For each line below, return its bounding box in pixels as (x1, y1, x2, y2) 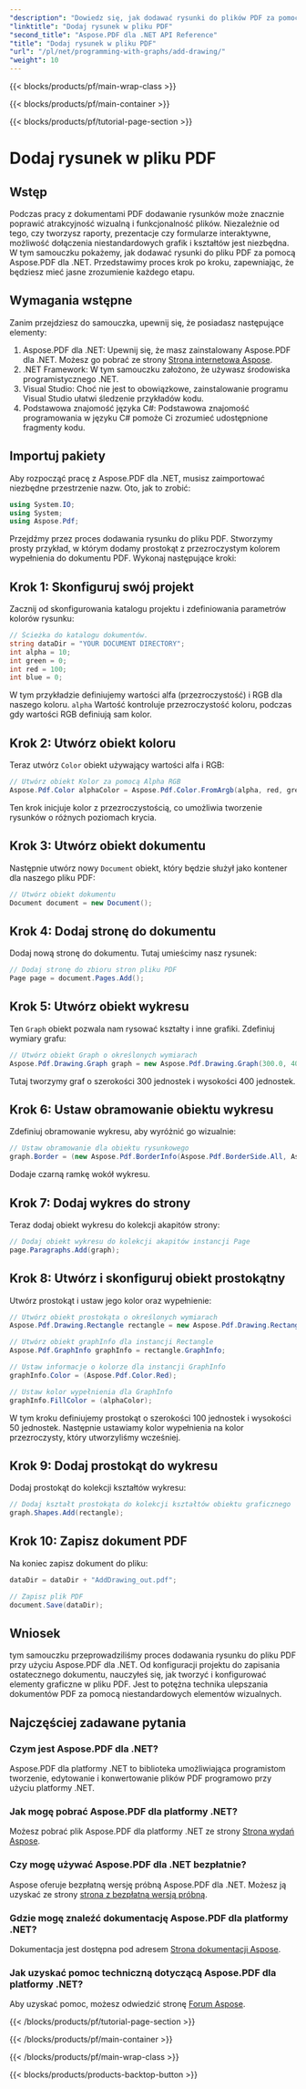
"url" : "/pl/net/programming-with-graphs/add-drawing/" (9, 47, 226, 57)
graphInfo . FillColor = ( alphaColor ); (9, 1396, 153, 1405)
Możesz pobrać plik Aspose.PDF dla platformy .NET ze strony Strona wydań (9, 1825, 295, 1837)
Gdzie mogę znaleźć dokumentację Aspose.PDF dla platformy (9, 1911, 289, 1924)
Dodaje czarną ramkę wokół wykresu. (9, 1169, 150, 1180)
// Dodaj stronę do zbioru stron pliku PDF (9, 966, 178, 975)
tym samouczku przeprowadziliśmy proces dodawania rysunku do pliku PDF (9, 1649, 297, 1660)
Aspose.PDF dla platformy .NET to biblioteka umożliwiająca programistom (9, 1763, 286, 1774)
